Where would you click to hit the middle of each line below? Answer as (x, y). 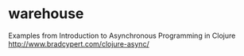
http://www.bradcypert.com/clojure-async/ (79, 43)
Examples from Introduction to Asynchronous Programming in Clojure (122, 35)
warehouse (46, 14)
